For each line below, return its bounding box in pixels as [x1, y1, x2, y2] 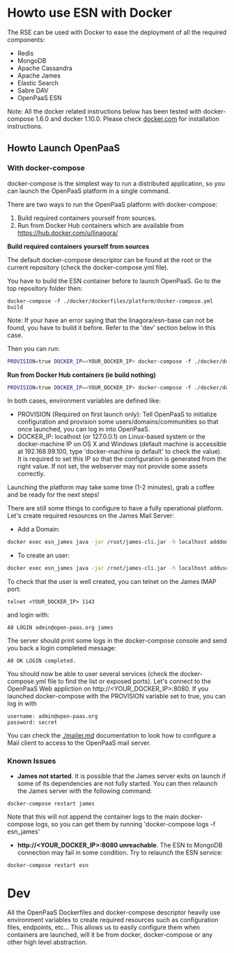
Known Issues [7, 757, 56, 766]
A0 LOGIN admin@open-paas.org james [7, 624, 114, 631]
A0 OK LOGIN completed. [7, 657, 77, 665]
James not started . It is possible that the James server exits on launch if [17, 772, 226, 780]
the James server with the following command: [17, 787, 153, 795]
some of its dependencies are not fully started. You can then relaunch [17, 780, 218, 788]
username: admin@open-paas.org [7, 713, 98, 720]
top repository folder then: [7, 284, 83, 292]
